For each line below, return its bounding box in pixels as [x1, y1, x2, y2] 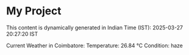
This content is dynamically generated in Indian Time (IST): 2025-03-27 [6, 24, 184, 31]
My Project [6, 4, 62, 18]
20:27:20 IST [6, 30, 38, 37]
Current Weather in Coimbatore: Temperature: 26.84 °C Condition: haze [6, 42, 183, 49]
